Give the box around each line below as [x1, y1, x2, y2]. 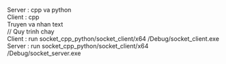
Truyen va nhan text [7, 20, 63, 28]
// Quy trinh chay [7, 27, 55, 35]
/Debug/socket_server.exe [7, 49, 81, 57]
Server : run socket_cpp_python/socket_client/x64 [7, 42, 149, 50]
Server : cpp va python [7, 6, 72, 14]
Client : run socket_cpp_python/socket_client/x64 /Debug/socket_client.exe [7, 35, 220, 43]
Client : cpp [7, 13, 40, 21]
